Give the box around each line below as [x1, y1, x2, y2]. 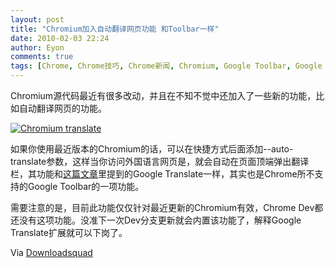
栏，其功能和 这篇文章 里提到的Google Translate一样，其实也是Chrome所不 [10, 168, 315, 180]
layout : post [10, 14, 65, 25]
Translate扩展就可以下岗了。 [10, 227, 128, 238]
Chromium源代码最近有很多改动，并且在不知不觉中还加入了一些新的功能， [10, 90, 317, 101]
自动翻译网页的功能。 [18, 102, 107, 114]
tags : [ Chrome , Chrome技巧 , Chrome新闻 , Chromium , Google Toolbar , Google [10, 61, 323, 71]
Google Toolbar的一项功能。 [27, 181, 145, 192]
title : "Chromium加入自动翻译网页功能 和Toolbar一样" [10, 24, 220, 34]
